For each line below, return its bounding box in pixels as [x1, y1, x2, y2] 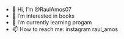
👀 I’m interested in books [12, 12, 75, 19]
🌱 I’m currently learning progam [12, 19, 92, 26]
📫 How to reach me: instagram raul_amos [12, 26, 118, 33]
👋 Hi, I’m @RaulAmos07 [12, 6, 72, 13]
